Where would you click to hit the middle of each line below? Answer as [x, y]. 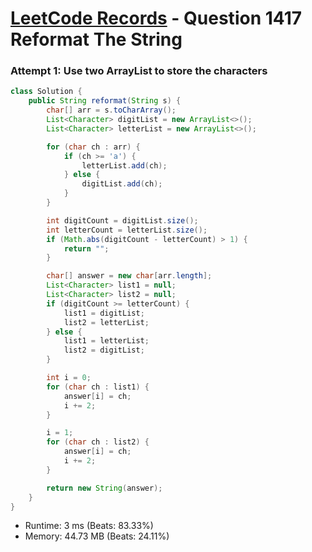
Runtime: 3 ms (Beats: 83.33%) [89, 526]
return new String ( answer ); [104, 488]
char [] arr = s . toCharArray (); [111, 110]
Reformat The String [96, 39]
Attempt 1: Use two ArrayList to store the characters [139, 71]
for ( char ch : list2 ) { [98, 442]
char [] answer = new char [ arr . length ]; [129, 276]
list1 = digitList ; [104, 313]
